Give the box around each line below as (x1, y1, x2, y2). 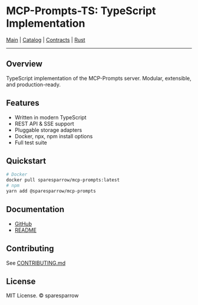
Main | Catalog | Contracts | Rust (6, 36, 85, 43)
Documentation (6, 205, 65, 215)
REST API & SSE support (14, 120, 74, 127)
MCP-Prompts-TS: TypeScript (6, 4, 156, 18)
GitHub (14, 220, 32, 227)
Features (6, 98, 39, 108)
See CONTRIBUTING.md (6, 259, 66, 267)
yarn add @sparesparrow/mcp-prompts (6, 188, 96, 194)
